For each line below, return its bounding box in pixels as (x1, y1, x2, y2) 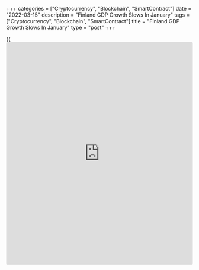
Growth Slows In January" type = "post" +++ (6, 24, 116, 31)
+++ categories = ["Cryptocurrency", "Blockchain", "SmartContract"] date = (6, 5, 192, 12)
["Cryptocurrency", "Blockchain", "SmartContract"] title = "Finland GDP (6, 18, 180, 24)
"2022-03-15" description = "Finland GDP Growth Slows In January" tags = (6, 11, 190, 18)
